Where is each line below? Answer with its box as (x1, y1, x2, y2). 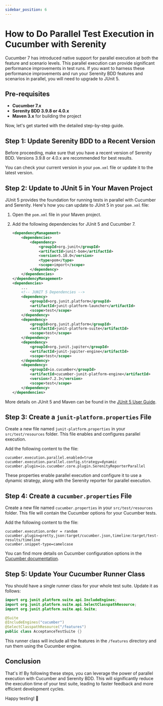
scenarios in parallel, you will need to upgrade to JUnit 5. (5, 75, 120, 81)
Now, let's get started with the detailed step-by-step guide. (5, 123, 124, 129)
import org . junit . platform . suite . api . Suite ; (5, 607, 97, 612)
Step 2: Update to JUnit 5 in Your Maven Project (5, 184, 153, 192)
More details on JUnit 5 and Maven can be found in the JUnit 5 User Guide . (5, 399, 157, 404)
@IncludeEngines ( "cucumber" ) (5, 620, 65, 625)
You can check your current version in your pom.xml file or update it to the (5, 165, 153, 170)
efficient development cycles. (5, 686, 65, 692)
